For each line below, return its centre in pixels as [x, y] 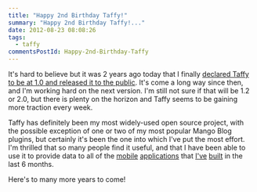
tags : [17, 37]
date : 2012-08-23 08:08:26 [52, 30]
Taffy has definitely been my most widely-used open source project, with [126, 123]
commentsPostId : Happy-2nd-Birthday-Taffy [78, 52]
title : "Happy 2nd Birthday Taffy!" [68, 15]
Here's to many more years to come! [67, 179]
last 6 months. [31, 164]
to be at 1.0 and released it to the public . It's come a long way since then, [126, 82]
